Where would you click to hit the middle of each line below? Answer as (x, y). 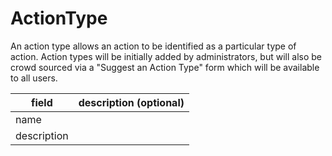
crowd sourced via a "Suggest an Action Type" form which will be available (165, 67)
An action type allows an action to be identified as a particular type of (153, 46)
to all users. (34, 78)
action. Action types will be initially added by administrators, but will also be (166, 56)
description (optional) (131, 102)
